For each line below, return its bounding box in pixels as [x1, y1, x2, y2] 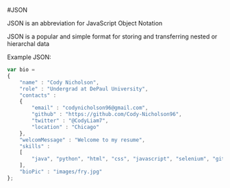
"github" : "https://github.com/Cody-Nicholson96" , [31, 111, 183, 118]
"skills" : [19, 143, 51, 150]
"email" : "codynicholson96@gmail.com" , [31, 104, 149, 112]
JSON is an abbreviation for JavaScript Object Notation [7, 19, 163, 27]
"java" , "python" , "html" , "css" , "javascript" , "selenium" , [31, 156, 210, 163]
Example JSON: [7, 53, 51, 61]
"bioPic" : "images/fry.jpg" [19, 168, 103, 175]
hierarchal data [7, 40, 50, 47]
